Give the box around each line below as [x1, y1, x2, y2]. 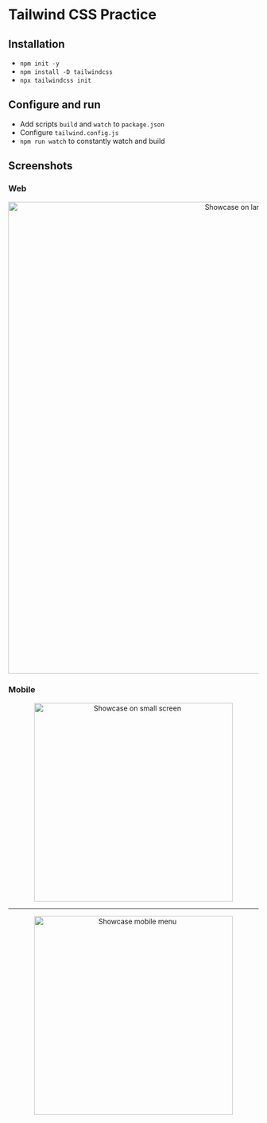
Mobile [8, 684, 36, 695]
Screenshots [8, 159, 73, 172]
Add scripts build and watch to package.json [19, 119, 164, 129]
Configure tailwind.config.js [19, 127, 119, 137]
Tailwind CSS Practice [8, 6, 157, 24]
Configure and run [8, 98, 101, 112]
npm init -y [19, 60, 60, 68]
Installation [8, 37, 65, 51]
